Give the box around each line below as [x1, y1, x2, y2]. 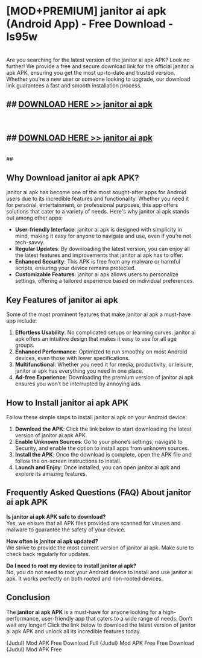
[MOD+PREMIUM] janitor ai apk [6, 4, 166, 18]
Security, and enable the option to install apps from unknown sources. [14, 444, 189, 452]
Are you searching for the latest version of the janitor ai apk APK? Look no [6, 56, 190, 63]
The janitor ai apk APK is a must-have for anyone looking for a [6, 608, 162, 616]
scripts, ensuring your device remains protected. [14, 264, 136, 272]
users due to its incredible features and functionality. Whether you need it [6, 195, 189, 203]
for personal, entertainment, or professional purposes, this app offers [6, 201, 178, 209]
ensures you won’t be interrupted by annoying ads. [14, 380, 142, 387]
